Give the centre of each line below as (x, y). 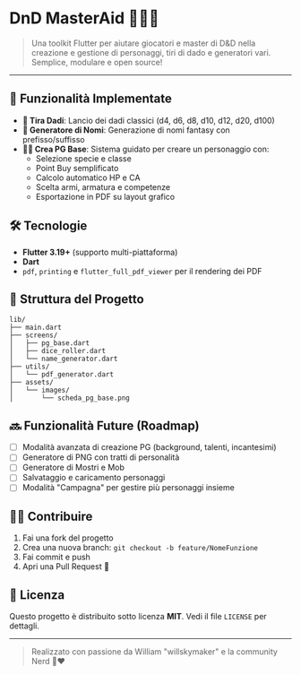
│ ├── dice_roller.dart (57, 351)
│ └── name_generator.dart (64, 359)
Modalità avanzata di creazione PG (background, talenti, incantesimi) (149, 447)
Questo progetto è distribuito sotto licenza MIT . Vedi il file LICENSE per (138, 617)
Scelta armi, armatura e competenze (103, 186)
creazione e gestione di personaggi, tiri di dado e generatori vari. (151, 52)
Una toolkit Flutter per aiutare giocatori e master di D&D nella (143, 43)
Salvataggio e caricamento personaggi (94, 478)
